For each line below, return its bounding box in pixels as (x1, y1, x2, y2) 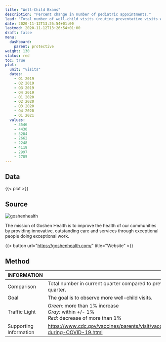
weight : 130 (5, 48, 30, 53)
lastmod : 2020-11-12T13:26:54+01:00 (5, 26, 81, 31)
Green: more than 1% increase (47, 302, 119, 309)
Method (5, 257, 30, 265)
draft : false (5, 30, 32, 35)
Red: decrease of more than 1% (47, 315, 122, 322)
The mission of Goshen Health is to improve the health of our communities (5, 223, 157, 229)
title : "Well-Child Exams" (5, 7, 61, 12)
